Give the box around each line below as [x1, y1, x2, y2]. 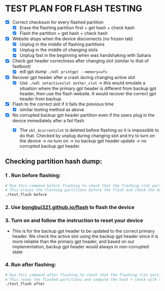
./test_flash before [5, 192, 48, 197]
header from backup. [19, 96, 62, 102]
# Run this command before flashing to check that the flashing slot [5, 183, 151, 188]
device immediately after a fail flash [12, 117, 84, 123]
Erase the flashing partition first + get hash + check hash [19, 25, 135, 30]
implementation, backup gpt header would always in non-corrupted [12, 244, 149, 250]
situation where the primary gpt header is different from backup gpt [19, 85, 157, 91]
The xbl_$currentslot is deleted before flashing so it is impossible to [19, 127, 159, 133]
